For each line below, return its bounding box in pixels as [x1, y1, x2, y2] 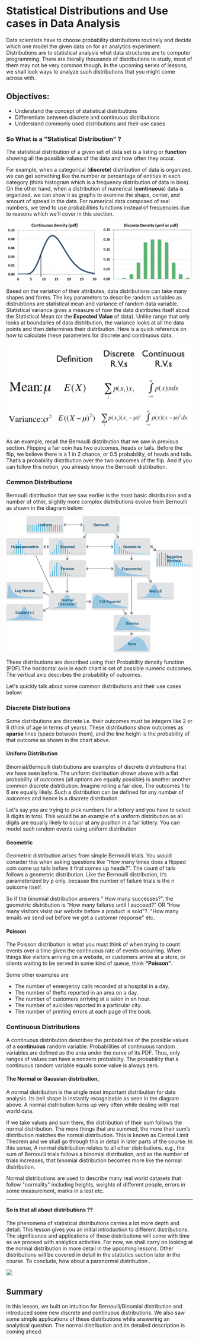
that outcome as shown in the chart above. [6, 736, 111, 743]
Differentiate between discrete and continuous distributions [14, 113, 160, 121]
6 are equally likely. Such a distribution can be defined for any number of [6, 788, 184, 796]
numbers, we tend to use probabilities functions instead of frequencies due [6, 204, 190, 212]
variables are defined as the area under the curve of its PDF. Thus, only [6, 1049, 181, 1056]
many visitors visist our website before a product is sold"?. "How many [6, 908, 179, 915]
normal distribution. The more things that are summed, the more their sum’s [6, 1125, 191, 1132]
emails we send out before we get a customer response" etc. [6, 914, 155, 922]
